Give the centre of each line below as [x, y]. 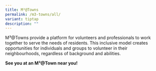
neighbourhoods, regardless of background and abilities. [63, 54]
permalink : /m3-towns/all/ [33, 14]
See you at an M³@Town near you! [41, 63]
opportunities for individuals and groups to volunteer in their [66, 48]
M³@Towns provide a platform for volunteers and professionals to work [78, 38]
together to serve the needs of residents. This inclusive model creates [77, 43]
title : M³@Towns [22, 10]
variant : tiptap [22, 19]
